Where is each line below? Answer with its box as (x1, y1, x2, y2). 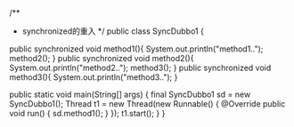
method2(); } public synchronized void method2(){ (9, 53, 194, 63)
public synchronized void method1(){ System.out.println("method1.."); (9, 44, 264, 54)
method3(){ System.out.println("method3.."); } (9, 72, 178, 83)
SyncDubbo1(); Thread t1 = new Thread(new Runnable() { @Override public (9, 99, 286, 109)
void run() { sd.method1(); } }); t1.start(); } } (9, 108, 166, 118)
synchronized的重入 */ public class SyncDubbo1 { (21, 26, 205, 36)
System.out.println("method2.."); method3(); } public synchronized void (9, 62, 272, 73)
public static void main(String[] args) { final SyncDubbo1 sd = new (9, 89, 251, 99)
